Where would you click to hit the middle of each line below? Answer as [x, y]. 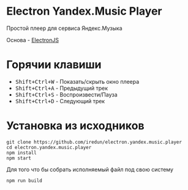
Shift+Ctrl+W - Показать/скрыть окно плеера [77, 81]
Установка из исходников [76, 126]
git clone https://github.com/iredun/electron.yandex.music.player [94, 142]
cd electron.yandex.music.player [49, 147]
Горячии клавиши [54, 65]
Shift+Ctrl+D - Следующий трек [60, 101]
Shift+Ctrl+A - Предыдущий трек [62, 88]
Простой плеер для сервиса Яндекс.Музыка [64, 28]
